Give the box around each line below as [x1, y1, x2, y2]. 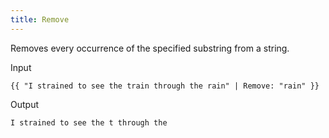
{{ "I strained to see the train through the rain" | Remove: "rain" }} [10, 81, 320, 91]
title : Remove [10, 14, 70, 25]
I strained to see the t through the [10, 117, 168, 128]
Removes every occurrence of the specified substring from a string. [10, 42, 290, 54]
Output [10, 98, 39, 110]
